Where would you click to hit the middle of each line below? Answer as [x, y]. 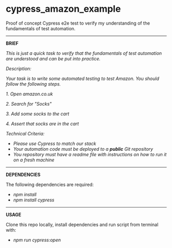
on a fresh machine [34, 160]
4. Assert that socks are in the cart [42, 123]
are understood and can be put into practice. [53, 58]
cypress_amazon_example [64, 9]
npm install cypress [34, 200]
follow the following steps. [33, 84]
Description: [19, 68]
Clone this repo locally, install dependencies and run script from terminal [82, 224]
